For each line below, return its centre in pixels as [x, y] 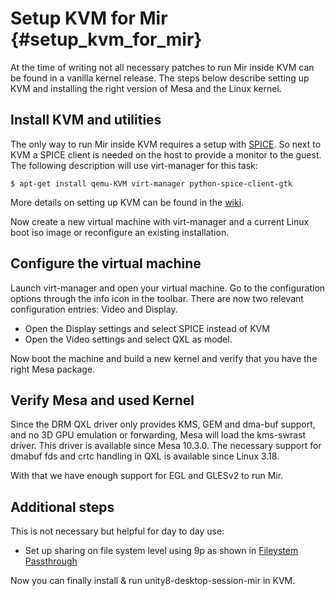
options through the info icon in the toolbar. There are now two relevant [157, 298]
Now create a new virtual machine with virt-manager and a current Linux [160, 221]
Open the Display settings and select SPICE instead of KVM [147, 328]
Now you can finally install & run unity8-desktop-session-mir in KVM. [153, 581]
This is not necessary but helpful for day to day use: [117, 531]
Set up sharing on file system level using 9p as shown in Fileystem [161, 551]
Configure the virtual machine [106, 263]
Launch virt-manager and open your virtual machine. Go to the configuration [168, 288]
